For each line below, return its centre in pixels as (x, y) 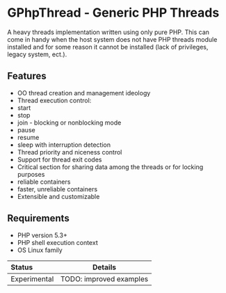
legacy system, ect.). (37, 54)
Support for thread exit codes (59, 159)
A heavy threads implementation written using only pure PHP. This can (108, 32)
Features (27, 76)
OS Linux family (40, 250)
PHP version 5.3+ (42, 235)
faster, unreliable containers (57, 189)
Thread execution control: (54, 100)
